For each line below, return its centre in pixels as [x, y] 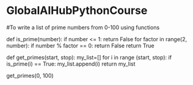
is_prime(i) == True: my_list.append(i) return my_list [71, 64]
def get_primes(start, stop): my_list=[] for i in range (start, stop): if [89, 57]
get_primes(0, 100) [30, 75]
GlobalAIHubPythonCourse [77, 11]
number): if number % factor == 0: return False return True [80, 46]
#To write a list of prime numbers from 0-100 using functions [83, 27]
